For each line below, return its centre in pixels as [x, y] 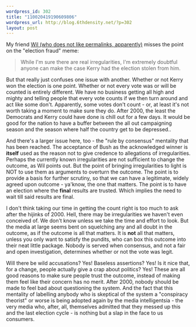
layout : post [22, 28]
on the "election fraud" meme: [42, 51]
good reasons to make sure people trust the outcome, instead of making [93, 275]
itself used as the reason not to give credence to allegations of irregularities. [98, 154]
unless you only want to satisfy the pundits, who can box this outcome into [96, 239]
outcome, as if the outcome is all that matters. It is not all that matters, [90, 233]
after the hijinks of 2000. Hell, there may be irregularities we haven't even [94, 214]
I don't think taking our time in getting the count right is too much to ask [92, 208]
